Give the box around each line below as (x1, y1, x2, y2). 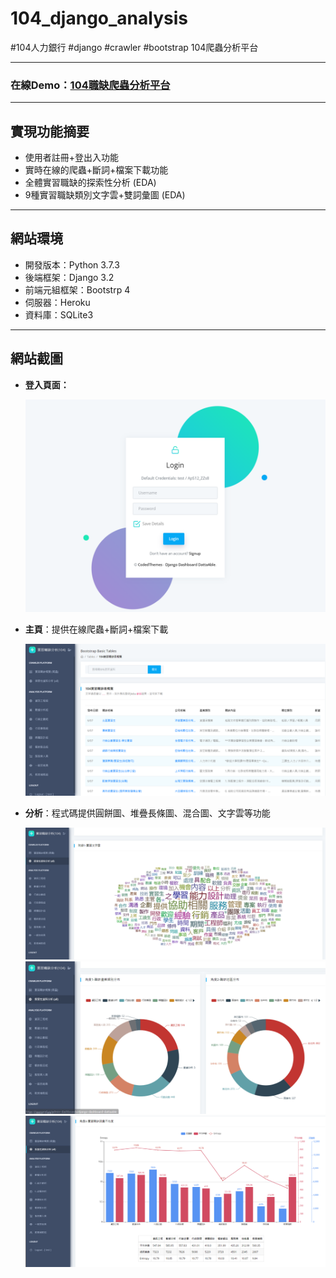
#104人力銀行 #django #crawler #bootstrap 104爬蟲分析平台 (10, 41, 259, 53)
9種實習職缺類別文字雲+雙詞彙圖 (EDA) (24, 189, 186, 201)
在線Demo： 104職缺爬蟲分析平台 (10, 78, 171, 92)
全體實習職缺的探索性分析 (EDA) (24, 177, 157, 189)
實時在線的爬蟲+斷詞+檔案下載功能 (24, 164, 169, 176)
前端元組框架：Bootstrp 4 (24, 283, 131, 296)
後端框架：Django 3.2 (24, 271, 115, 283)
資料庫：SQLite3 (24, 308, 94, 321)
